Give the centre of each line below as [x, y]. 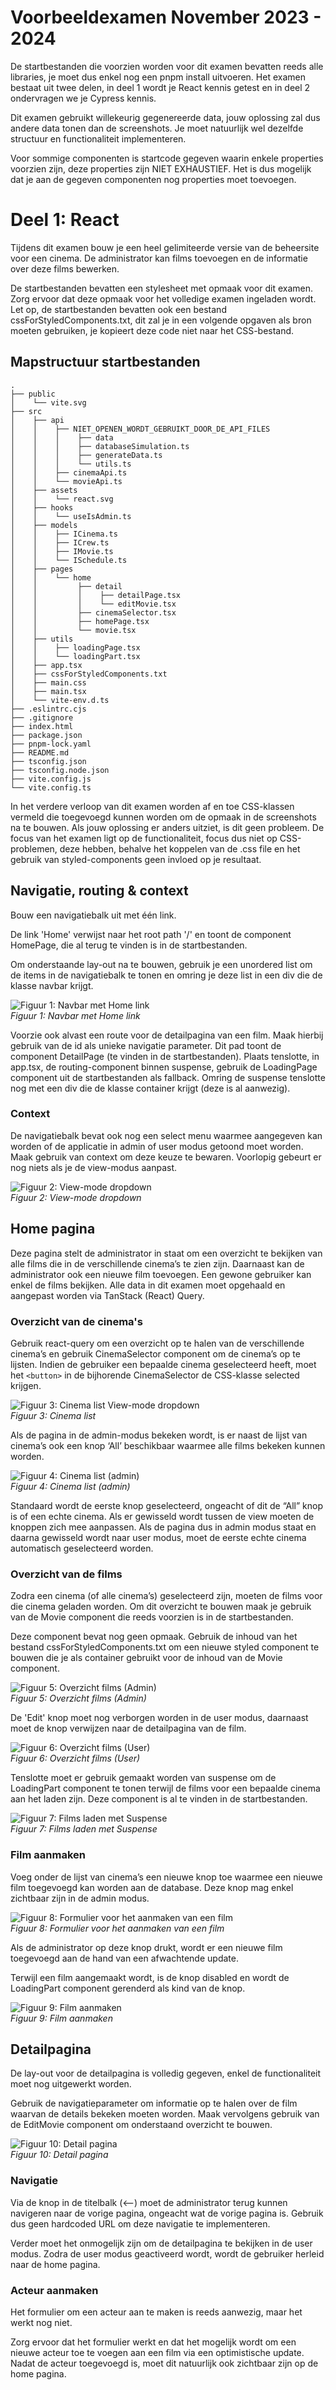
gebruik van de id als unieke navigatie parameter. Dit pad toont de [146, 1045]
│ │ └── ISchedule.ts [69, 560]
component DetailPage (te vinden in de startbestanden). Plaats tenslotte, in [165, 1056]
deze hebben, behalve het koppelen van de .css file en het [180, 848]
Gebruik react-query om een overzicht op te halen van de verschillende [157, 1343]
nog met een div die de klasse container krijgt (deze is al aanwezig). [150, 1088]
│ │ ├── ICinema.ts [64, 534]
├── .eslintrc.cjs [48, 709]
